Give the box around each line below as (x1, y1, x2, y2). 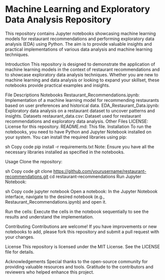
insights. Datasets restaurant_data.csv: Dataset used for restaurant (5, 113, 141, 119)
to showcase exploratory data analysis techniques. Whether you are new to (5, 71, 159, 77)
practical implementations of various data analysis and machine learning (5, 46, 153, 52)
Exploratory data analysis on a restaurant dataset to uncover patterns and (5, 108, 155, 114)
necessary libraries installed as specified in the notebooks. (5, 149, 125, 155)
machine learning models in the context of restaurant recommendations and (5, 66, 160, 72)
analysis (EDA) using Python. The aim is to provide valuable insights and (5, 41, 152, 47)
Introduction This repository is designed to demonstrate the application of (5, 61, 156, 67)
